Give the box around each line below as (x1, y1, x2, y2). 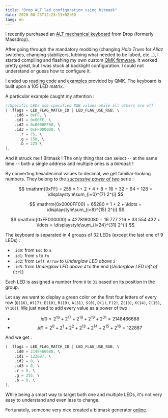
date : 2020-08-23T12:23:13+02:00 (5, 12, 76, 17)
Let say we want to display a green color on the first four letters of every (5, 294, 157, 300)
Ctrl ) (12, 269, 24, 275)
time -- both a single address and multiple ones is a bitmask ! (5, 160, 134, 167)
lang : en (5, 17, 24, 22)
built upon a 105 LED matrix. (5, 83, 64, 89)
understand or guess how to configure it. (5, 68, 91, 74)
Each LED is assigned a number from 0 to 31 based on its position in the (5, 279, 155, 285)
